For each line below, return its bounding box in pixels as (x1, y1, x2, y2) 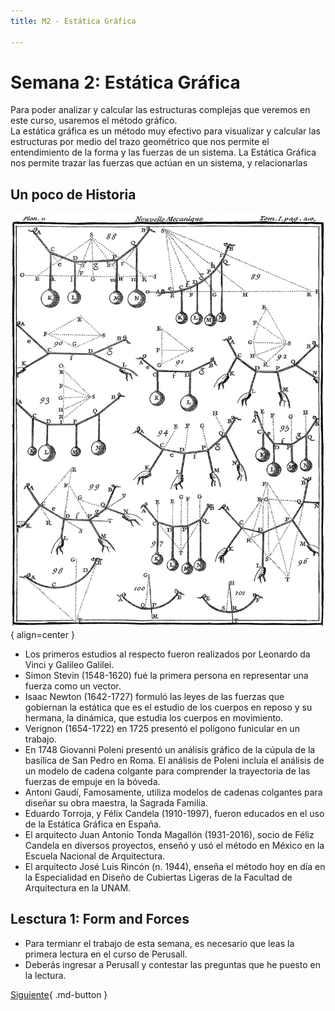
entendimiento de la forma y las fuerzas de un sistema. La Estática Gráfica (10, 146, 317, 159)
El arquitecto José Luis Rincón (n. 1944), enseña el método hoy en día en (24, 860, 326, 872)
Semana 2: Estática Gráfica (10, 71, 241, 94)
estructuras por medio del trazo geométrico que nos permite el (10, 136, 270, 148)
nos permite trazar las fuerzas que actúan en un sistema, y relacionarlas (10, 157, 308, 169)
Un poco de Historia (10, 186, 137, 203)
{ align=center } (10, 628, 75, 640)
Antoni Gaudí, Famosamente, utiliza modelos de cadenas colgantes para (24, 786, 323, 798)
